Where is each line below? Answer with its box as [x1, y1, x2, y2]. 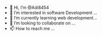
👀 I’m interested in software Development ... [9, 10, 97, 16]
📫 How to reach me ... [9, 26, 55, 31]
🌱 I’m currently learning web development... [9, 15, 97, 20]
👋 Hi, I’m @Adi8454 [9, 5, 50, 10]
